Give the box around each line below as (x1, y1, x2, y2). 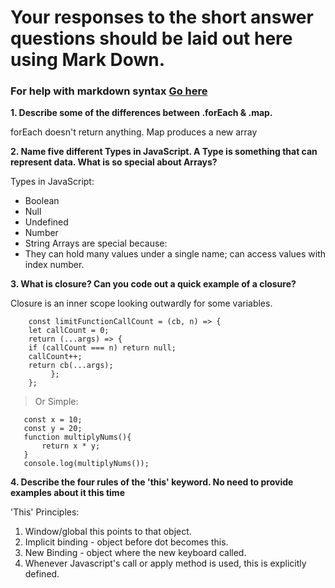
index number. (24, 259, 85, 271)
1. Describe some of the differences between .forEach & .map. (10, 107, 273, 119)
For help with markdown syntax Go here (10, 84, 208, 98)
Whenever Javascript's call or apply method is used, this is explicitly (24, 557, 307, 570)
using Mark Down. (10, 49, 166, 71)
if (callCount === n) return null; (28, 343, 177, 353)
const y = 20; (23, 424, 83, 434)
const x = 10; (23, 415, 83, 425)
